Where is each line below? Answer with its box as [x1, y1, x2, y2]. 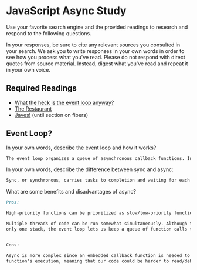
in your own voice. [6, 66, 51, 73]
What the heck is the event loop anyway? [14, 99, 114, 106]
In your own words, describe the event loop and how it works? [6, 144, 157, 151]
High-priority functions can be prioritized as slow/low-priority [6, 210, 172, 216]
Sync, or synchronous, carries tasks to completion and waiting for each [6, 178, 191, 184]
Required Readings [6, 84, 77, 94]
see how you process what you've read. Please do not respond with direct [6, 54, 186, 61]
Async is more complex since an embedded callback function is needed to [6, 252, 191, 258]
